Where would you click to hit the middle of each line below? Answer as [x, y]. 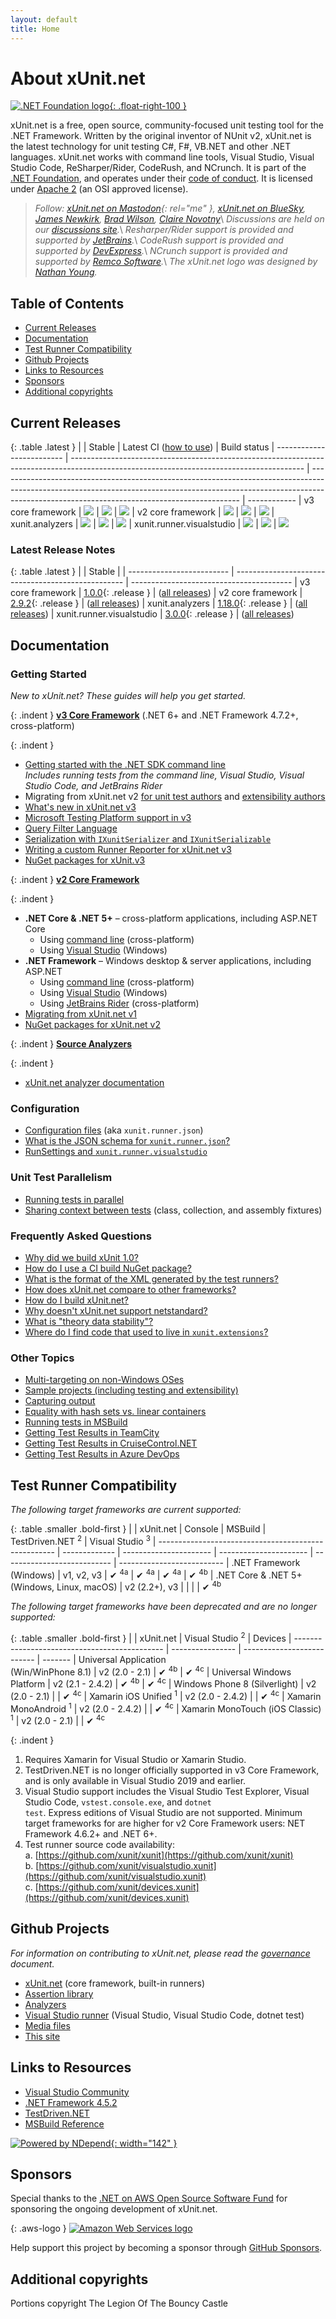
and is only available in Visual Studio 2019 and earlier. [135, 1780]
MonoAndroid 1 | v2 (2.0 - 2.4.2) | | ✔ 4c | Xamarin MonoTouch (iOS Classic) [166, 1708]
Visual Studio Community [77, 2092]
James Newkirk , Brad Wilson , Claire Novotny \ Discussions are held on [179, 219]
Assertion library [59, 1993]
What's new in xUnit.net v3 [80, 807]
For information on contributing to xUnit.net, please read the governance [160, 1953]
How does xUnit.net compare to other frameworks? [130, 1289]
